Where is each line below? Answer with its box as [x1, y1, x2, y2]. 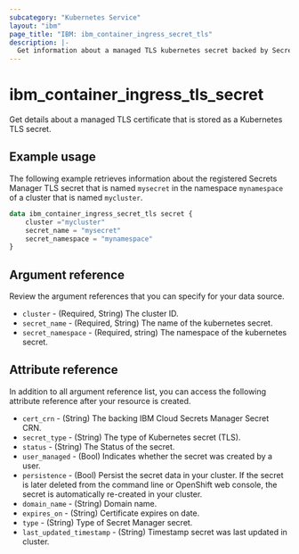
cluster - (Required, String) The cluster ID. [21, 309, 180, 319]
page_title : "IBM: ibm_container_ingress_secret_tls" [9, 29, 214, 38]
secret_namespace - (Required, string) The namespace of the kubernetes [21, 327, 287, 338]
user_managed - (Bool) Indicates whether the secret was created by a [21, 451, 273, 461]
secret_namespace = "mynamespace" [25, 234, 153, 244]
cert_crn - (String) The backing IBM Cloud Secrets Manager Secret [21, 412, 270, 424]
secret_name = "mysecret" [25, 226, 122, 235]
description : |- [9, 37, 69, 47]
